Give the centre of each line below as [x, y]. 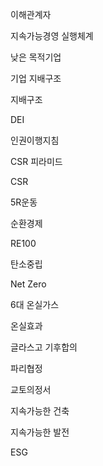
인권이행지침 [35, 140]
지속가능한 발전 [40, 432]
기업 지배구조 [36, 78]
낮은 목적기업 [36, 57]
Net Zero [28, 284]
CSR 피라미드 [36, 161]
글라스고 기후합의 [44, 347]
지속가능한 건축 [40, 411]
